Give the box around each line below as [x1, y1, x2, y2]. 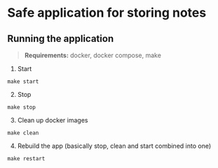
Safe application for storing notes [7, 5, 207, 21]
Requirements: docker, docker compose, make [24, 51, 161, 59]
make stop [7, 104, 36, 111]
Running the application [7, 33, 114, 45]
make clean [7, 130, 39, 137]
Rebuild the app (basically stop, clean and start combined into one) [17, 142, 212, 150]
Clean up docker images [17, 116, 88, 124]
